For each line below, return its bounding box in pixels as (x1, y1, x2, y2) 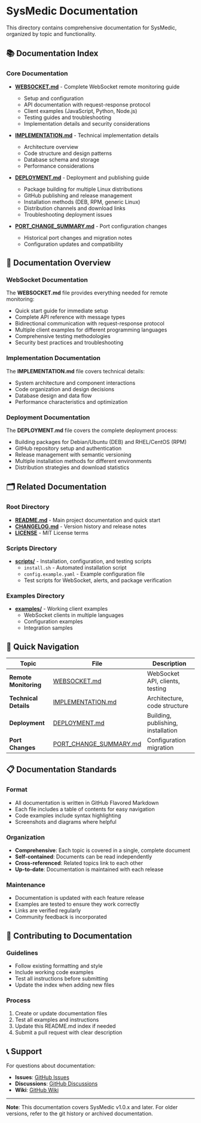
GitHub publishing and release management (23, 191, 133, 199)
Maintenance (6, 881, 46, 889)
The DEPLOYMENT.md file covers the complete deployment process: (6, 427, 178, 434)
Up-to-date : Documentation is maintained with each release (14, 866, 164, 873)
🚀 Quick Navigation (6, 641, 80, 652)
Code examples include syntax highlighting (14, 812, 121, 819)
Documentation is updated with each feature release (14, 894, 145, 902)
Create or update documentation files (14, 1010, 108, 1017)
